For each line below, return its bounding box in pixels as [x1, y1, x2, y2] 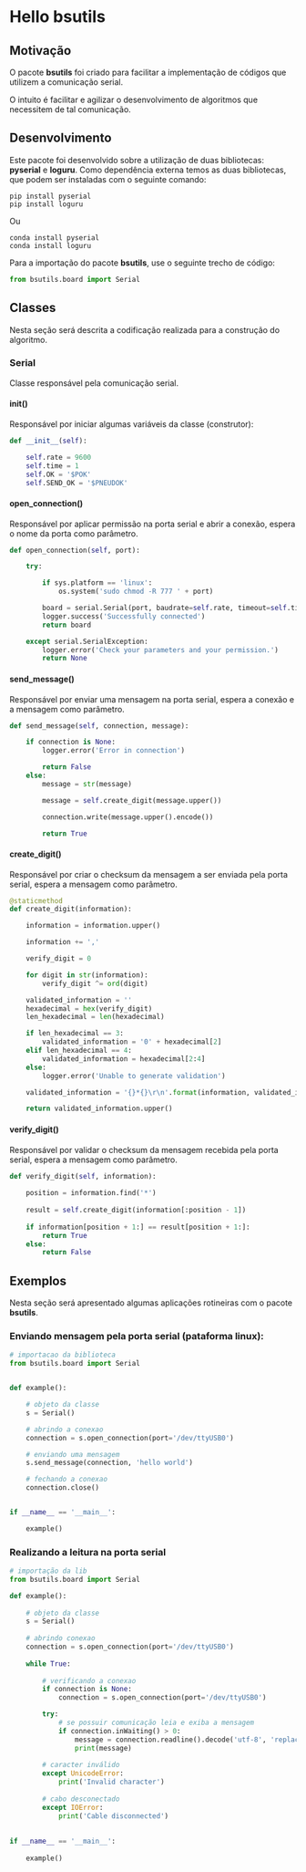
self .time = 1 [25, 461, 79, 471]
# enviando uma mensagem [25, 1450, 120, 1459]
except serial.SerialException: [25, 637, 148, 646]
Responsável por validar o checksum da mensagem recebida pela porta [9, 1144, 280, 1155]
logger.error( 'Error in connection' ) [42, 746, 185, 755]
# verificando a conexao [42, 1676, 137, 1685]
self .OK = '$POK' [25, 470, 92, 479]
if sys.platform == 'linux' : [42, 578, 153, 588]
